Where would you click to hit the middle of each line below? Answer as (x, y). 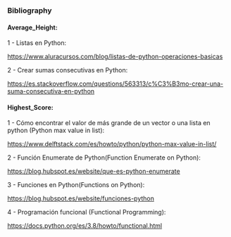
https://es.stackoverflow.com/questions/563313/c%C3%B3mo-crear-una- (115, 84)
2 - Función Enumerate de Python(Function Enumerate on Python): (104, 158)
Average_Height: (32, 27)
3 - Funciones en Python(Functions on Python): (76, 185)
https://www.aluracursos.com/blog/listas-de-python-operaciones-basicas (115, 57)
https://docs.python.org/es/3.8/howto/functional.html (85, 226)
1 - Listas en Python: (37, 43)
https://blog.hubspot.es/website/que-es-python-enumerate (94, 172)
